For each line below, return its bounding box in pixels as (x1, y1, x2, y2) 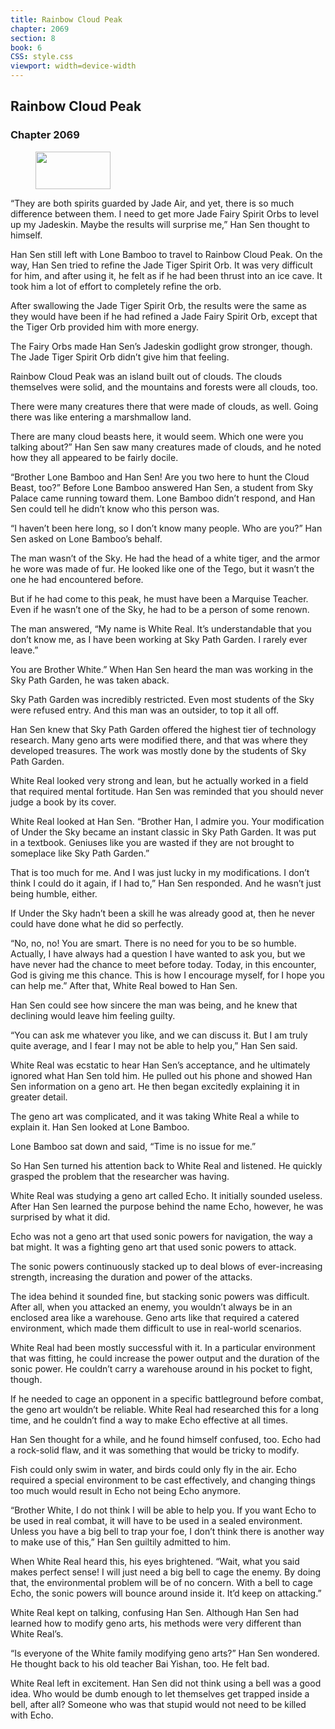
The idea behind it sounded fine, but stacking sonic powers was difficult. (10, 1290, 310, 1302)
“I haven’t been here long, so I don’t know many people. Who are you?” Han (10, 522, 323, 534)
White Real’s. (10, 1627, 64, 1640)
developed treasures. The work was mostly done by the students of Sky (10, 744, 307, 756)
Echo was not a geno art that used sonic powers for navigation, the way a (10, 1230, 313, 1242)
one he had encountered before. (10, 573, 144, 585)
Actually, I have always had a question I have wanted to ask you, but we (10, 947, 306, 960)
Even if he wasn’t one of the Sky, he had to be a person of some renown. (10, 603, 310, 615)
